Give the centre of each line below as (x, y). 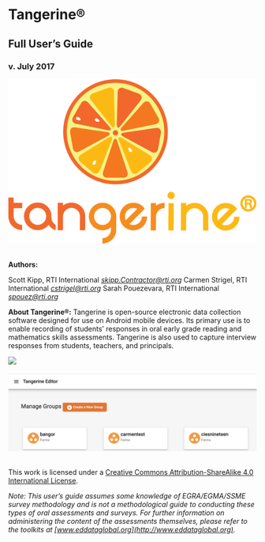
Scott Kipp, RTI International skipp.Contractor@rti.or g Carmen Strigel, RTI (128, 279)
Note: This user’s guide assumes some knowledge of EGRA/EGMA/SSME (127, 496)
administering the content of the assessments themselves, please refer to (128, 521)
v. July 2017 (32, 66)
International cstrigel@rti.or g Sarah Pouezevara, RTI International (114, 288)
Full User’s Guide (50, 44)
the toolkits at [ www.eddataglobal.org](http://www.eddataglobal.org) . (122, 530)
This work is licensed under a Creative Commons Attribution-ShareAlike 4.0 (131, 472)
